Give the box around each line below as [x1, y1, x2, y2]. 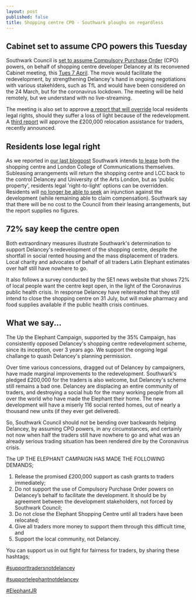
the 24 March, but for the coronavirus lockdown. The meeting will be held [6, 88, 183, 95]
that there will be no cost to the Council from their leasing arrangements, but [6, 201, 191, 207]
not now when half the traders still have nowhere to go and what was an [6, 431, 180, 438]
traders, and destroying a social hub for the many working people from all [6, 388, 183, 395]
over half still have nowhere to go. [6, 264, 88, 271]
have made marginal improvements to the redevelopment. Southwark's [6, 370, 177, 377]
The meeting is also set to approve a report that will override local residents [6, 106, 188, 113]
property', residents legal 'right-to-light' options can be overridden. [6, 182, 168, 189]
